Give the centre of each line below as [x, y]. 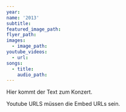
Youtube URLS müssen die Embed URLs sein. [63, 104]
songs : [15, 63]
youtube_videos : [27, 52]
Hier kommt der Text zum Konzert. [49, 92]
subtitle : [19, 23]
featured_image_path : [34, 29]
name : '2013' [23, 18]
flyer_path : [21, 35]
